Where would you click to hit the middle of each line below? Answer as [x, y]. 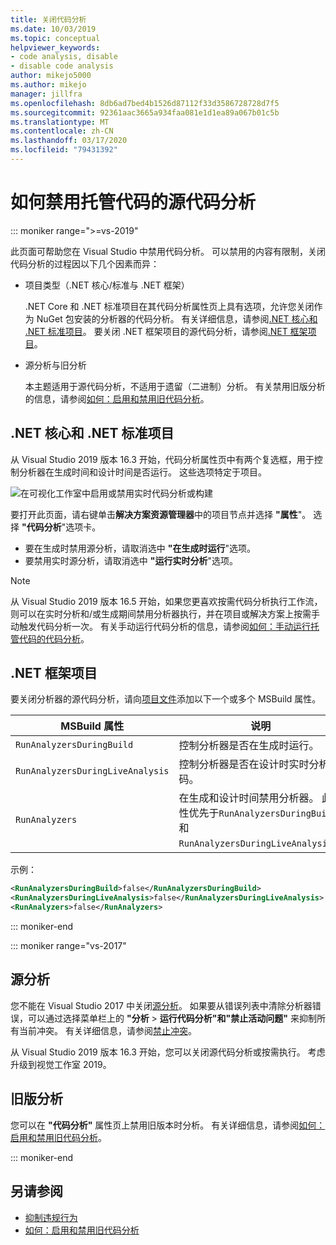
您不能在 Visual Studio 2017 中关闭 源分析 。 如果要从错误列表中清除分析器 [161, 1005]
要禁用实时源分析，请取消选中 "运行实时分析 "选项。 [131, 560]
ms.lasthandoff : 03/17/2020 [69, 141]
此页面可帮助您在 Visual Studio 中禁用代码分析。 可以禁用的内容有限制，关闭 [168, 251]
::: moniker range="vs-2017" [68, 946]
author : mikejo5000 [51, 76]
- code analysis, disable [64, 57]
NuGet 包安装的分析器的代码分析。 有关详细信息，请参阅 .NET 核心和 [177, 318]
